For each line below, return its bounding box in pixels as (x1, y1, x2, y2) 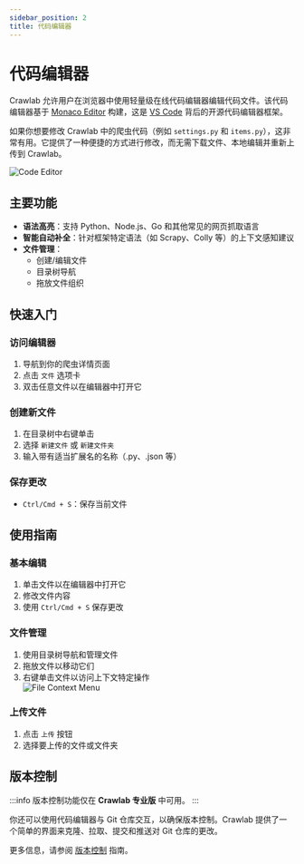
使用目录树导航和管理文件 (22, 649, 119, 660)
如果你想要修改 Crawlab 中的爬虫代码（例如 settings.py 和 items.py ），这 (9, 126, 283, 137)
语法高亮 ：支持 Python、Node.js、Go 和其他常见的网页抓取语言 (22, 221, 260, 232)
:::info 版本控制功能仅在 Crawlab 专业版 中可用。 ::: (9, 794, 199, 805)
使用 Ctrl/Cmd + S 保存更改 (22, 602, 124, 613)
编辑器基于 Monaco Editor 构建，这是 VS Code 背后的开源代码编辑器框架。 (9, 106, 288, 118)
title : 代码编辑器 (9, 22, 72, 31)
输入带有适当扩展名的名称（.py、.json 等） (22, 451, 182, 462)
